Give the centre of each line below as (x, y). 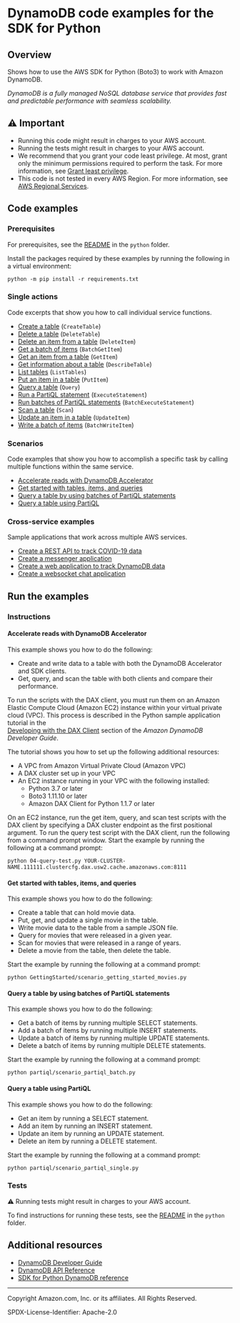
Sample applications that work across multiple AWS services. (97, 537)
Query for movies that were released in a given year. (95, 935)
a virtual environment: (40, 266)
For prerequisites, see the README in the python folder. (89, 244)
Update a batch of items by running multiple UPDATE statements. (114, 1038)
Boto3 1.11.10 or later (58, 796)
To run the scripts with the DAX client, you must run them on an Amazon (114, 700)
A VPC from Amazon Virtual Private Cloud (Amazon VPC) (102, 765)
